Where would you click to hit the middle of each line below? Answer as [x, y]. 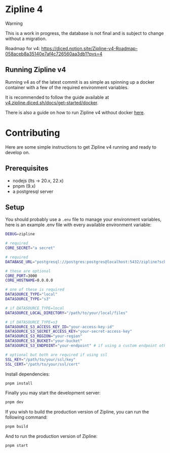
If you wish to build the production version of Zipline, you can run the [77, 412]
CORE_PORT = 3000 [21, 276]
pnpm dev [14, 402]
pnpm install [19, 383]
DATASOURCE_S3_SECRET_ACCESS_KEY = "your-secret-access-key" [69, 332]
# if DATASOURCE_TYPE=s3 [31, 322]
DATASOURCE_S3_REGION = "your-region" [44, 336]
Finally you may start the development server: [53, 393]
